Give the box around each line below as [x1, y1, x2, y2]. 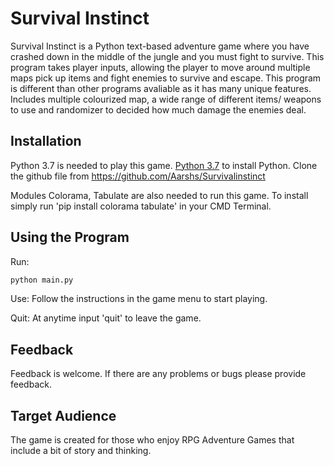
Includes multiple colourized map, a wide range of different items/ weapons [10, 93, 322, 105]
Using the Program [10, 229, 130, 246]
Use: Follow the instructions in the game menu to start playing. [10, 293, 268, 305]
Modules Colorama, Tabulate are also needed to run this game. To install [10, 189, 309, 201]
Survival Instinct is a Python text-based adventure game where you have [10, 40, 310, 52]
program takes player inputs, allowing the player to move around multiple [10, 61, 311, 73]
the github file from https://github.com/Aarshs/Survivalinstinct [10, 170, 266, 182]
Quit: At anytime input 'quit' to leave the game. [10, 312, 202, 324]
